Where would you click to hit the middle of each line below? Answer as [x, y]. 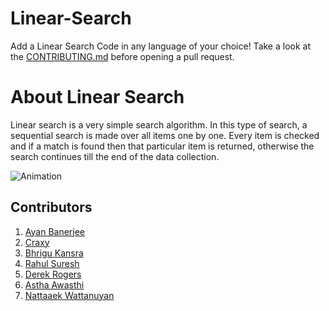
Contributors [51, 207]
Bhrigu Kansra [54, 253]
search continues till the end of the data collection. [115, 156]
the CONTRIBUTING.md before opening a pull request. [122, 56]
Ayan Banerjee [55, 231]
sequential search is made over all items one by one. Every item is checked [165, 135]
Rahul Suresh [52, 263]
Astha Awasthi [54, 284]
